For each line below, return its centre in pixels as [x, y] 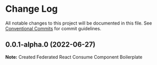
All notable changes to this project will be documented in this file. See [79, 23]
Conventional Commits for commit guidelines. [53, 28]
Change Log [31, 9]
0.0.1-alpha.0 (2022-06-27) [50, 45]
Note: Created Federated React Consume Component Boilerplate [74, 57]
